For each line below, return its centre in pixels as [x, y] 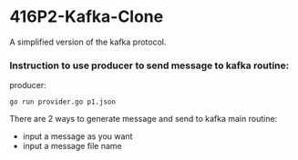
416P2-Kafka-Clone [87, 17]
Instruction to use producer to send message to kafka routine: [149, 65]
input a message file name [72, 146]
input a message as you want [77, 136]
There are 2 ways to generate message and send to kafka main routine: [144, 119]
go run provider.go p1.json [63, 102]
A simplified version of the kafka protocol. [88, 42]
